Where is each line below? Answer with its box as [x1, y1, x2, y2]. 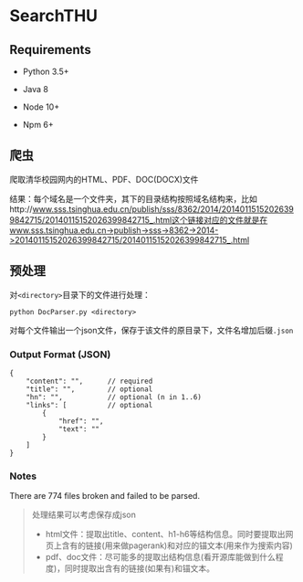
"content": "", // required [26, 376, 153, 386]
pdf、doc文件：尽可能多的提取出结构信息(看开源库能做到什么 [45, 552, 276, 563]
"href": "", [57, 417, 104, 426]
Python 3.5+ [22, 66, 70, 77]
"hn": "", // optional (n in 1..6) [26, 392, 203, 402]
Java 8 [22, 84, 48, 94]
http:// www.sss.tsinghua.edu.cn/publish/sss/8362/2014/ [9, 203, 222, 215]
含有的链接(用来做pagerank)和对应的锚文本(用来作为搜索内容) [61, 540, 294, 551]
